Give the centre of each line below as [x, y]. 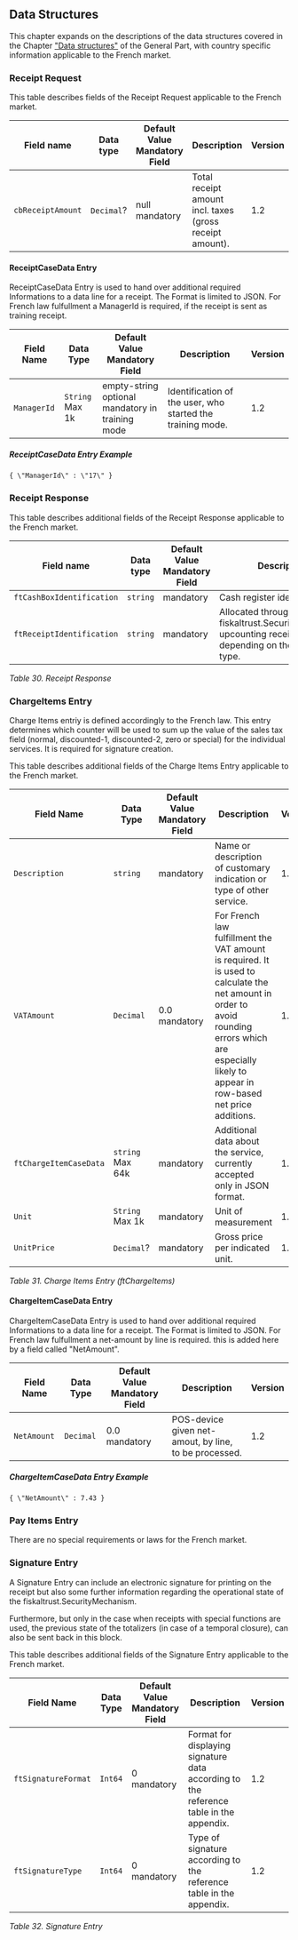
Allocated [239, 611]
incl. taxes [213, 211]
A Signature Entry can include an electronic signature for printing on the [141, 1582]
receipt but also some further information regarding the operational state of [147, 1592]
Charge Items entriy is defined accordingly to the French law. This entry [140, 720]
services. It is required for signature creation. [91, 748]
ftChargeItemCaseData [59, 1163]
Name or [232, 845]
